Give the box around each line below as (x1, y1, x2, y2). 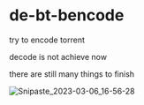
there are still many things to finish (9, 68, 135, 79)
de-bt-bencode (9, 5, 125, 26)
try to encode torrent (9, 34, 86, 45)
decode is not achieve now (9, 51, 108, 62)
